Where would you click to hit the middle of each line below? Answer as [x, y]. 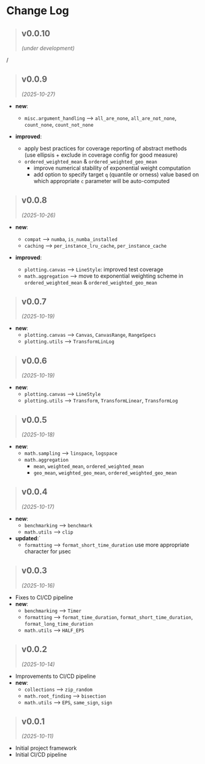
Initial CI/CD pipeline [41, 755]
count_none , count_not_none [59, 124]
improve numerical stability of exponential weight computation [112, 168]
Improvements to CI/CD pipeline [55, 676]
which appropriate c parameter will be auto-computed [102, 181]
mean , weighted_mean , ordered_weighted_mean [89, 466]
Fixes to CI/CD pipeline [44, 597]
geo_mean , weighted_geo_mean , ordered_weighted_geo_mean [105, 473]
